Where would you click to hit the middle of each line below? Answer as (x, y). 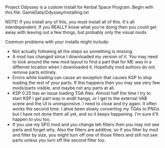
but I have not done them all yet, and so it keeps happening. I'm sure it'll (85, 114)
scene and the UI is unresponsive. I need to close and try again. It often (84, 104)
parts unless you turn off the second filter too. (59, 140)
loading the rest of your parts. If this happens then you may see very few (86, 83)
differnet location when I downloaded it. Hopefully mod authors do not (83, 67)
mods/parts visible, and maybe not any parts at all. (64, 88)
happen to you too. (31, 119)
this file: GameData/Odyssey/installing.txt (47, 12)
